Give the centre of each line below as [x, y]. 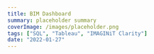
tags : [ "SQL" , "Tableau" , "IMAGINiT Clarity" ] [77, 33]
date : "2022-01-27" [36, 40]
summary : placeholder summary [52, 20]
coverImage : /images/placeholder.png [63, 27]
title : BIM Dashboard [39, 14]
